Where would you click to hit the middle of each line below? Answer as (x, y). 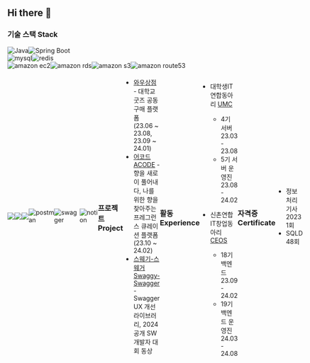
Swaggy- (147, 275)
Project (110, 229)
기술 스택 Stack (33, 35)
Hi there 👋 (29, 13)
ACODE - (147, 164)
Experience (179, 223)
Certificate (256, 223)
